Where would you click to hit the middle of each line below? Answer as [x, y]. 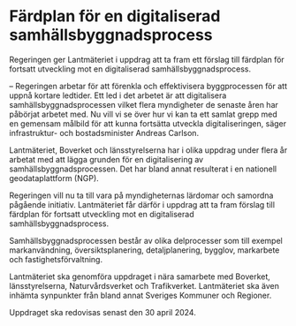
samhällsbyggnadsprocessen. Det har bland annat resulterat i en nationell [143, 169]
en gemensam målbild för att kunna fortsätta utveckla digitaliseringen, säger [148, 123]
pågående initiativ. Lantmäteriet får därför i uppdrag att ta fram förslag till [142, 204]
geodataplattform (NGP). [54, 178]
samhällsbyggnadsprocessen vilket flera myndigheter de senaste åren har [144, 104]
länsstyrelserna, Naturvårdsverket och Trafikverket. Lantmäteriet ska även [144, 285]
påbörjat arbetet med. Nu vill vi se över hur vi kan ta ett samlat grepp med [144, 114]
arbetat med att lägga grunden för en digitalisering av [106, 159]
